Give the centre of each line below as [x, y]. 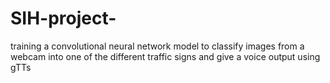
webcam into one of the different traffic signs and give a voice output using [165, 56]
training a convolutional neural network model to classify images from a [157, 46]
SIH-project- [63, 18]
